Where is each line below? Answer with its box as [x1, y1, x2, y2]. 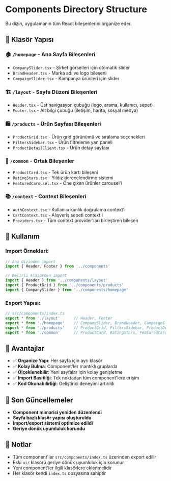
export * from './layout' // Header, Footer [5, 316, 113, 321]
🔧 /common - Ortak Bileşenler [5, 157, 75, 164]
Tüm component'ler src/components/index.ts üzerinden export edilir [12, 453, 156, 460]
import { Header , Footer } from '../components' [5, 264, 110, 269]
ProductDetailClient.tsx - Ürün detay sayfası [12, 145, 109, 151]
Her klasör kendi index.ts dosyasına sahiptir [12, 470, 106, 476]
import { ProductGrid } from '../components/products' [5, 282, 124, 287]
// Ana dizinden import [5, 259, 56, 264]
